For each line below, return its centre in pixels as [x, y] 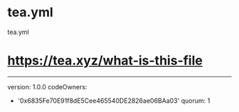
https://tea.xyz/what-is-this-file [105, 61]
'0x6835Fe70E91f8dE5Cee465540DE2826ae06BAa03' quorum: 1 [114, 101]
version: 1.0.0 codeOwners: [47, 86]
